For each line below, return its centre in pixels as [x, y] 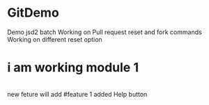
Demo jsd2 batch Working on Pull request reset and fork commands [104, 32]
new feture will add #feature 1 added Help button [77, 94]
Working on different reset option [55, 39]
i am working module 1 [73, 68]
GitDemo [33, 13]
